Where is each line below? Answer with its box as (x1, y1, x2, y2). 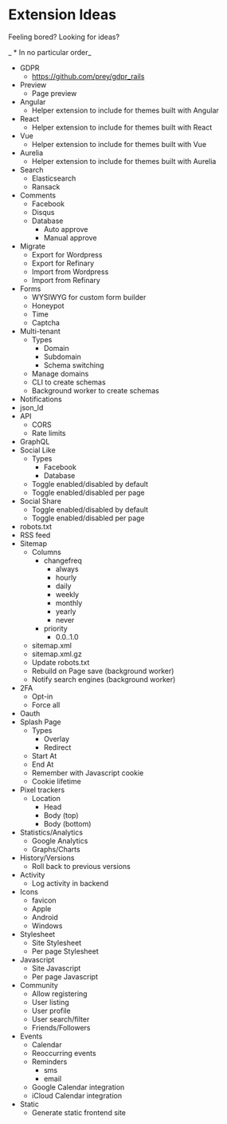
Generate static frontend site (31, 1107, 126, 1117)
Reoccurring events (31, 1048, 97, 1058)
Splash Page (19, 717, 61, 727)
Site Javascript (31, 963, 81, 973)
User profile (31, 1006, 71, 1015)
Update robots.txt (31, 657, 90, 667)
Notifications (19, 394, 62, 404)
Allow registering (31, 989, 88, 998)
